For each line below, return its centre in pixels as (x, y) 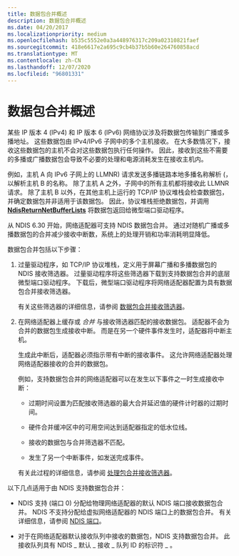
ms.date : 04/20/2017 (38, 27)
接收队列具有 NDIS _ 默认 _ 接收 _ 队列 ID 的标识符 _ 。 (97, 545)
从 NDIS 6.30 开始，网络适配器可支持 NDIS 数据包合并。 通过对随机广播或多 (118, 225)
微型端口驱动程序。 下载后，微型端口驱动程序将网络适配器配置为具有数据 (125, 282)
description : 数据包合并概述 (47, 21)
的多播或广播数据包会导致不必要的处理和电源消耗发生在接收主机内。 (107, 159)
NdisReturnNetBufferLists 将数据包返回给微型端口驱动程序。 (97, 210)
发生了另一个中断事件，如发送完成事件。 (88, 457)
